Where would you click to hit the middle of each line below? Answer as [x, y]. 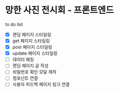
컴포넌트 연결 [25, 78]
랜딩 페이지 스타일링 [32, 34]
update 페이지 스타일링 [35, 53]
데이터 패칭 [23, 60]
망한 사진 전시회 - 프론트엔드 [59, 10]
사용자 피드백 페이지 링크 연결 [41, 85]
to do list [14, 24]
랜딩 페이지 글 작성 [30, 66]
